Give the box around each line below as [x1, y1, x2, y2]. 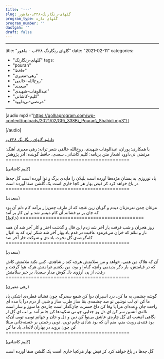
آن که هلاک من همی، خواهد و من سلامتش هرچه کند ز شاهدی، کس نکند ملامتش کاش [5, 259, 159, 265]
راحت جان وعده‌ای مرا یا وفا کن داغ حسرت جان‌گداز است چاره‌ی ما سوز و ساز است [5, 303, 158, 309]
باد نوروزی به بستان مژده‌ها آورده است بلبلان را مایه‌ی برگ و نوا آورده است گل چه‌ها [5, 175, 156, 181]
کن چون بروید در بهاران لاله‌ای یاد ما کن [5, 324, 76, 330]
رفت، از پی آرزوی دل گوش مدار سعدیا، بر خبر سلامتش [5, 269, 105, 275]
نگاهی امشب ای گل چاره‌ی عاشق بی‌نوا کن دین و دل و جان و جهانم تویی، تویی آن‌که [5, 314, 156, 320]
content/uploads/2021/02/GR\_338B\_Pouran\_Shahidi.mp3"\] [5, 118, 129, 123]
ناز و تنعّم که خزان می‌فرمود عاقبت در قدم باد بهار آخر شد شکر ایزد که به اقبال [5, 229, 147, 235]
